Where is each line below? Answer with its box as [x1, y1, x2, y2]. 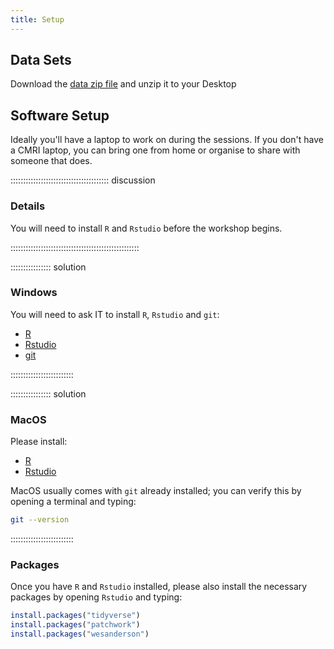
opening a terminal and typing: [10, 496, 137, 508]
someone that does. [10, 155, 93, 167]
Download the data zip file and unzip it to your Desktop [10, 78, 237, 90]
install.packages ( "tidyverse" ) [10, 611, 141, 621]
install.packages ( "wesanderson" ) [10, 629, 150, 640]
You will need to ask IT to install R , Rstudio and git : [10, 308, 220, 320]
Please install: [10, 436, 68, 448]
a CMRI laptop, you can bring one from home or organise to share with [10, 144, 301, 156]
